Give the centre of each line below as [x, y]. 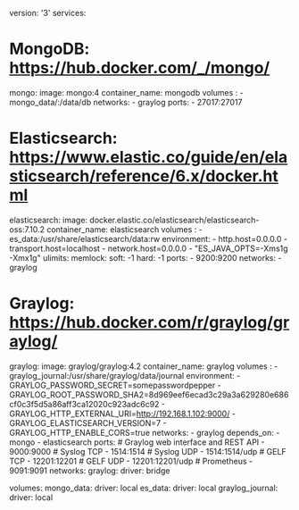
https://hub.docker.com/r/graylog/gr [149, 323]
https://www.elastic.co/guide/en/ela [149, 158]
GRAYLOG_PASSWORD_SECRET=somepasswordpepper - [115, 385]
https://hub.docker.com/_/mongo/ [140, 68]
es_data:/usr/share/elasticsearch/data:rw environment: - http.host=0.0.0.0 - [149, 238]
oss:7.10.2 [27, 229]
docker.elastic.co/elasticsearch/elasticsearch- [174, 220]
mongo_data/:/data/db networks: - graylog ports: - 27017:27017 [126, 102]
